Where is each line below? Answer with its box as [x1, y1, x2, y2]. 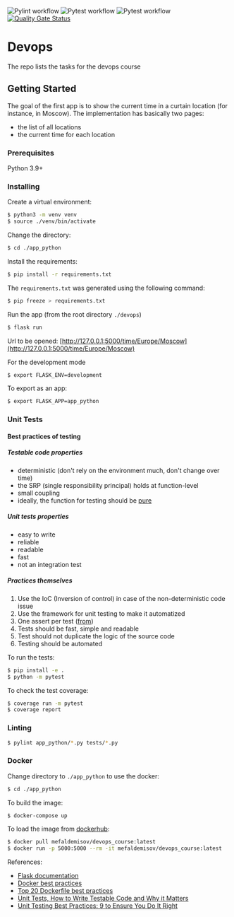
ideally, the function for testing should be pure [17, 496, 152, 505]
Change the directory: [7, 230, 71, 240]
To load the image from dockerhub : [7, 824, 110, 834]
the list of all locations [17, 122, 82, 131]
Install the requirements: [7, 257, 78, 265]
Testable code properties [7, 448, 83, 457]
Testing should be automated [17, 639, 103, 648]
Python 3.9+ [7, 164, 44, 173]
